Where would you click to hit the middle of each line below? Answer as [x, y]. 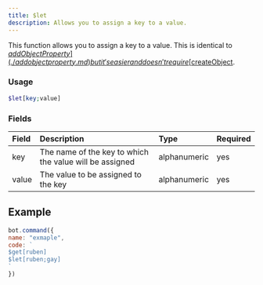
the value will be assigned [87, 162]
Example [30, 212]
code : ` [21, 245]
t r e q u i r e [176, 62]
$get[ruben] [27, 252]
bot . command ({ [31, 230]
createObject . [213, 62]
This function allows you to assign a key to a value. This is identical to [120, 45]
